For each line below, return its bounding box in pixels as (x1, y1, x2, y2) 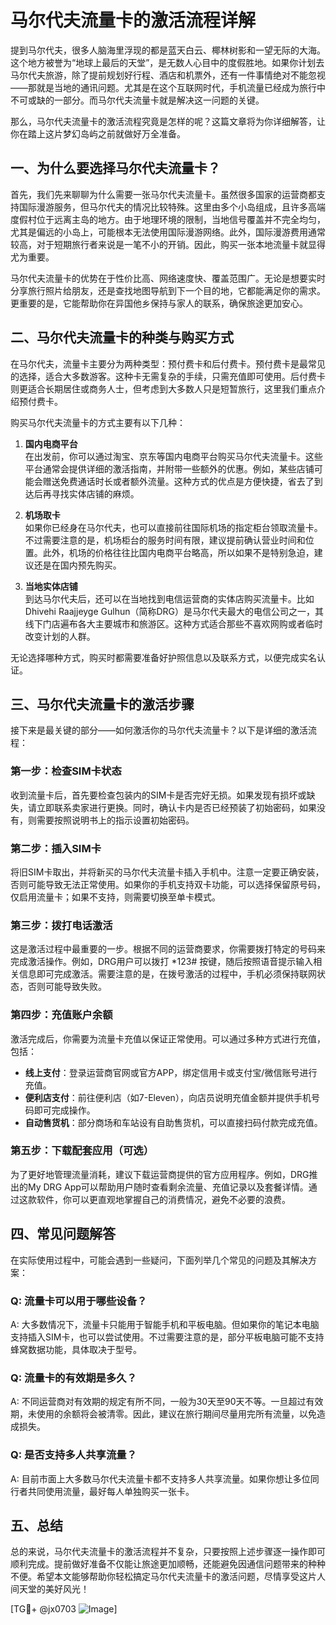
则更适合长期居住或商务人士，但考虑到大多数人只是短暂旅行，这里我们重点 (10, 382, 317, 395)
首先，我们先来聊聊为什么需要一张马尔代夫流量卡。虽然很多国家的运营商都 (10, 188, 317, 200)
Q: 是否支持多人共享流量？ (10, 1448, 137, 1462)
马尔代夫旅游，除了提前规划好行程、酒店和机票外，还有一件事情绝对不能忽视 (10, 69, 326, 81)
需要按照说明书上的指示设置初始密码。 (36, 814, 195, 826)
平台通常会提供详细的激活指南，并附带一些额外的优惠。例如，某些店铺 (24, 462, 315, 475)
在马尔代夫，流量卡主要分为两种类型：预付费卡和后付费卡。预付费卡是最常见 (10, 357, 326, 370)
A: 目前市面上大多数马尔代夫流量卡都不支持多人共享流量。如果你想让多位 (10, 1472, 311, 1485)
